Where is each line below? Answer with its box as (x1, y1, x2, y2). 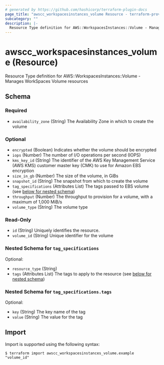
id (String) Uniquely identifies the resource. (12, 227, 100, 233)
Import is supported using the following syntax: (5, 341, 100, 347)
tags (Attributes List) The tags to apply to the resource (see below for (12, 270, 152, 277)
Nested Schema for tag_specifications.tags (5, 288, 112, 295)
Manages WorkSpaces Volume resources (5, 78, 88, 84)
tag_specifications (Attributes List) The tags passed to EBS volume (12, 183, 149, 189)
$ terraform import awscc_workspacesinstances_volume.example (5, 351, 134, 356)
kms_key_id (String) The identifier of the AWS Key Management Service (12, 157, 155, 163)
